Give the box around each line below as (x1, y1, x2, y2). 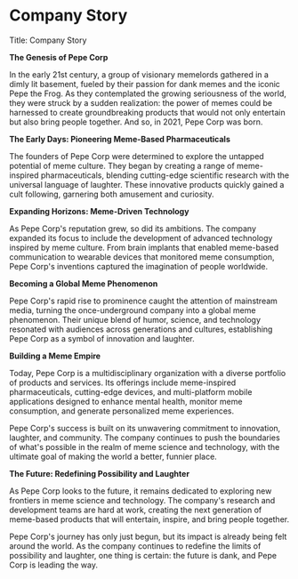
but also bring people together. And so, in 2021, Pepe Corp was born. (9, 117, 263, 127)
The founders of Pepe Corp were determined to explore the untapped (9, 150, 264, 161)
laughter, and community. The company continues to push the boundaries (9, 432, 280, 443)
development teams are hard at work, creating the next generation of (9, 504, 262, 515)
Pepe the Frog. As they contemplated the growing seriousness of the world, (9, 88, 286, 99)
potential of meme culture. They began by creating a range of (9, 160, 236, 171)
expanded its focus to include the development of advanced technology (9, 232, 273, 243)
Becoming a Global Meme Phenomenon (9, 277, 158, 289)
